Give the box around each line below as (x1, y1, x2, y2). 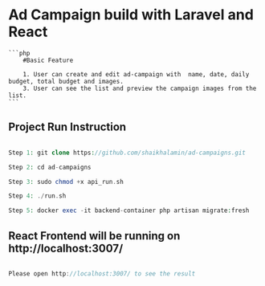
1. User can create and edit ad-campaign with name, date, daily (22, 70, 250, 78)
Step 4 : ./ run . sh (8, 192, 67, 200)
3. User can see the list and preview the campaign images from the (22, 84, 257, 92)
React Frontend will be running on (8, 229, 181, 243)
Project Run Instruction (8, 121, 127, 134)
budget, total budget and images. (8, 77, 124, 85)
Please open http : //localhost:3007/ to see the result (8, 269, 196, 278)
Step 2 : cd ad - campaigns (8, 163, 92, 171)
